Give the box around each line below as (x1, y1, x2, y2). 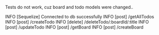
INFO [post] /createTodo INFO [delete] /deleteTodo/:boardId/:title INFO (5, 19, 149, 25)
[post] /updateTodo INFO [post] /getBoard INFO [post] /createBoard (5, 24, 144, 30)
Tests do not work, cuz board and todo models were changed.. (5, 4, 134, 10)
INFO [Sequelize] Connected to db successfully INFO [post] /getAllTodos (5, 14, 155, 19)
